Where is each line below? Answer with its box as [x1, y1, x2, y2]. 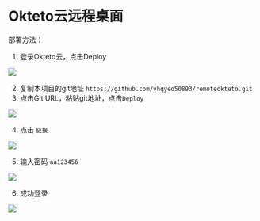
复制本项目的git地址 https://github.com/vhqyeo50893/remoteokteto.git [19, 83, 253, 93]
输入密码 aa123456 [19, 156, 79, 166]
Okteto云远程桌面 [8, 7, 124, 25]
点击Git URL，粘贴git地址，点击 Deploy [19, 93, 144, 103]
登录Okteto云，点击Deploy [19, 51, 107, 61]
